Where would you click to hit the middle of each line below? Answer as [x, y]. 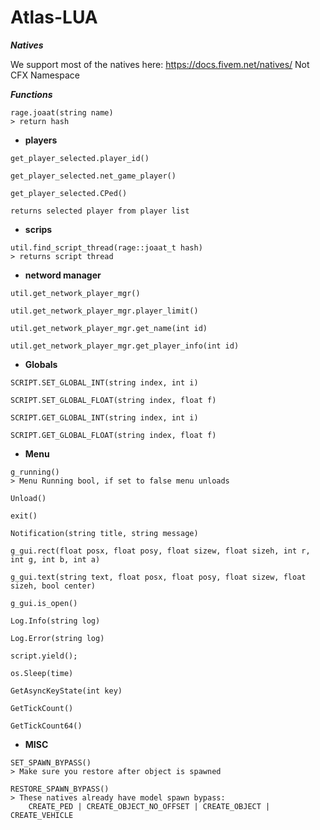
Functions [31, 94]
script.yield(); [44, 656]
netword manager [63, 275]
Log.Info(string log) [55, 621]
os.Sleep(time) [42, 673]
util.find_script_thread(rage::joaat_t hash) [106, 247]
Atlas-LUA [54, 17]
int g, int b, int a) [55, 559]
